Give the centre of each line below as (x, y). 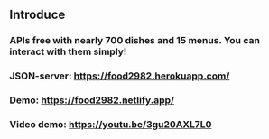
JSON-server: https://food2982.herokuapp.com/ (120, 76)
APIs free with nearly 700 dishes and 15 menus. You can (134, 41)
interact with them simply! (68, 51)
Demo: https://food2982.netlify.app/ (92, 100)
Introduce (37, 15)
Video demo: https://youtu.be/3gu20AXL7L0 (111, 125)
